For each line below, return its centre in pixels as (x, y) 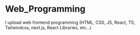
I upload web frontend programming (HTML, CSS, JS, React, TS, (70, 22)
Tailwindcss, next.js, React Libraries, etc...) (48, 27)
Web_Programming (45, 9)
